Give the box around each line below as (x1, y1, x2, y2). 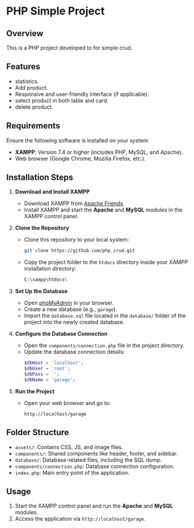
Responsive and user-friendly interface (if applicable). (14, 90, 149, 98)
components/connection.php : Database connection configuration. (14, 462, 175, 470)
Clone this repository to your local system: (23, 236, 130, 244)
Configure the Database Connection (14, 330, 108, 338)
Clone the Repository (14, 224, 69, 231)
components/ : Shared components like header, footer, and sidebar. (14, 450, 178, 457)
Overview (6, 28, 44, 39)
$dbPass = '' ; (23, 371, 60, 377)
